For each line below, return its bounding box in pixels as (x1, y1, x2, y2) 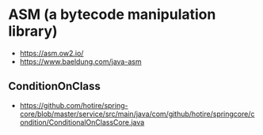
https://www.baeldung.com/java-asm (19, 57, 142, 66)
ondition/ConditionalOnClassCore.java (19, 117, 145, 127)
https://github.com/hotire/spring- (19, 100, 128, 110)
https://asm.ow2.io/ (19, 48, 84, 58)
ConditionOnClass (8, 80, 101, 93)
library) (8, 22, 58, 40)
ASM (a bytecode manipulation (8, 6, 216, 24)
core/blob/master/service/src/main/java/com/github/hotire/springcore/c (19, 109, 255, 118)
